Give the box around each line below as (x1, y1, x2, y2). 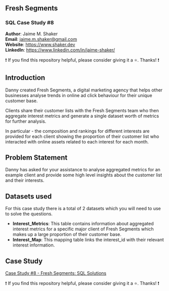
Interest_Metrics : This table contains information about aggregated (12, 221, 154, 227)
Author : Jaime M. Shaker (5, 30, 58, 37)
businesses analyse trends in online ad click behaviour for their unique (5, 92, 153, 98)
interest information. (12, 242, 55, 248)
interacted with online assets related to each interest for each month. (5, 138, 149, 144)
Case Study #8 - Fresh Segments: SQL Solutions (5, 270, 107, 276)
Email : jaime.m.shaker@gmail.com (5, 36, 77, 42)
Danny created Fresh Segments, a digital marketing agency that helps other (5, 87, 163, 93)
